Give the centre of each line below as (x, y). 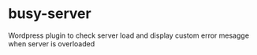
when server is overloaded (52, 43)
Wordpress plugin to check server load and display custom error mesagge (129, 35)
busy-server (50, 14)
